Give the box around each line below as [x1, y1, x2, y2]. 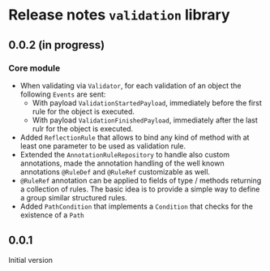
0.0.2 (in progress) [8, 38, 105, 52]
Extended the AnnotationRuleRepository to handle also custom [19, 149, 229, 159]
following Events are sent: [19, 89, 106, 99]
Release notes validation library [8, 6, 230, 24]
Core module [8, 62, 61, 74]
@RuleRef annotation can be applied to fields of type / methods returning [19, 175, 262, 185]
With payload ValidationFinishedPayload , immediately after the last [32, 115, 258, 125]
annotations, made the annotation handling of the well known [19, 158, 225, 168]
